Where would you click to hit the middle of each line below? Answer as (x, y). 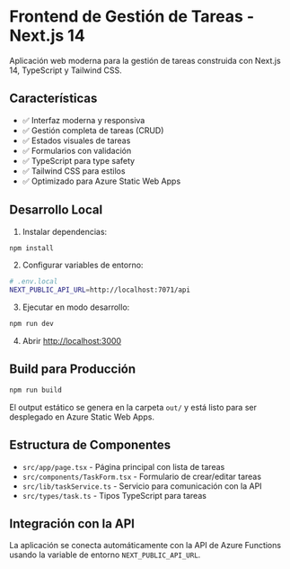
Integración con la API (72, 524)
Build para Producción (73, 370)
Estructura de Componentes (90, 445)
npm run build (36, 390)
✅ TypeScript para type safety (79, 160)
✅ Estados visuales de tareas (76, 140)
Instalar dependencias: (65, 231)
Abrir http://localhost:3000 (72, 341)
